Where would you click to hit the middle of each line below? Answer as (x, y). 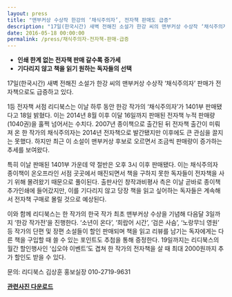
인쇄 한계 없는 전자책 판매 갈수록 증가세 (69, 60)
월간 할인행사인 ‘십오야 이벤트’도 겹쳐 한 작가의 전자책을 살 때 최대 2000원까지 (112, 249)
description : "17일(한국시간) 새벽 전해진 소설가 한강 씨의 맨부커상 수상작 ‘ (106, 26)
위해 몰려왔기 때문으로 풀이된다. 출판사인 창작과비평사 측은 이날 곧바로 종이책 (117, 182)
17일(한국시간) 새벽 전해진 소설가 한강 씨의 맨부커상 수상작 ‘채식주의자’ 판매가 (110, 83)
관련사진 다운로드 (30, 287)
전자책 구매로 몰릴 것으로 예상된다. (60, 199)
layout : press (28, 13)
